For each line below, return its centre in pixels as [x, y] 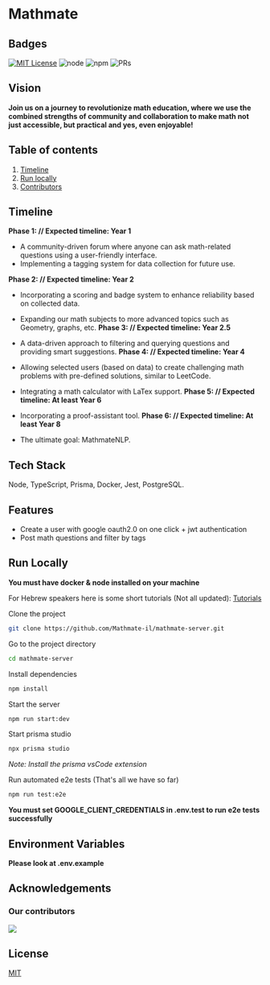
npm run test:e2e [37, 795]
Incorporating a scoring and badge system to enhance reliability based [137, 295]
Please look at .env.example [56, 863]
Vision [25, 88]
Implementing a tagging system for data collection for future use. [127, 264]
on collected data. [50, 303]
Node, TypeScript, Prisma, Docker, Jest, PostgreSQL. [96, 484]
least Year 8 [40, 424]
